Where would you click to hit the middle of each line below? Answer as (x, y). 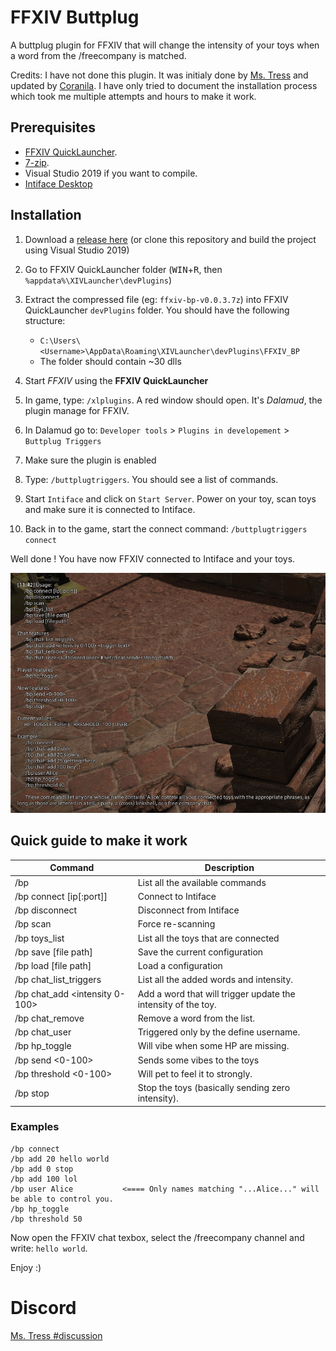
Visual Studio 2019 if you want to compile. (111, 173)
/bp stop (32, 1093)
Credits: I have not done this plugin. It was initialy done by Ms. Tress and (159, 75)
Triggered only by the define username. (219, 1032)
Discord (43, 1307)
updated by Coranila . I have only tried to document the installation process (164, 85)
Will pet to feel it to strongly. (195, 1073)
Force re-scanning (176, 924)
